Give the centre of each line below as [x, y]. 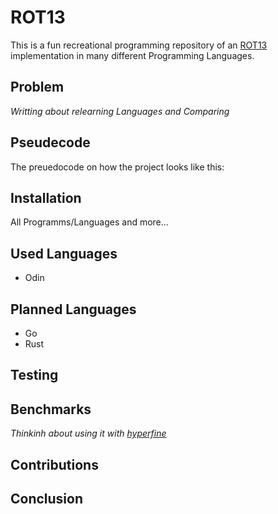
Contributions [54, 464]
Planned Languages [73, 309]
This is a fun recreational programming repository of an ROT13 [139, 45]
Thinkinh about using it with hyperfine [88, 433]
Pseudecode [50, 142]
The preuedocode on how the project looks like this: [117, 167]
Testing [34, 375]
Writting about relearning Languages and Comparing [120, 111]
